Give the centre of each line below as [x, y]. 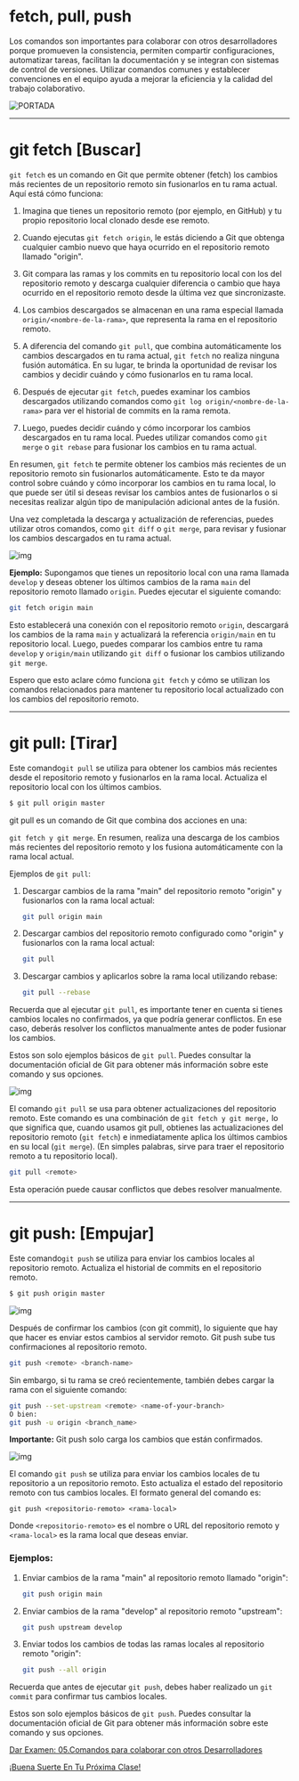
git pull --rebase [56, 993]
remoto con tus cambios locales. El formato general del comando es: [135, 1492]
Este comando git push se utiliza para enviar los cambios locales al [132, 1258]
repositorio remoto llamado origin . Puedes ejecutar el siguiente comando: [145, 591]
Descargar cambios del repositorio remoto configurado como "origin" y [153, 933]
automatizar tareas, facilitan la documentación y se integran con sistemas [144, 60]
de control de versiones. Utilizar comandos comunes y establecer [130, 69]
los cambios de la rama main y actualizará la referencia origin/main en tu [142, 634]
